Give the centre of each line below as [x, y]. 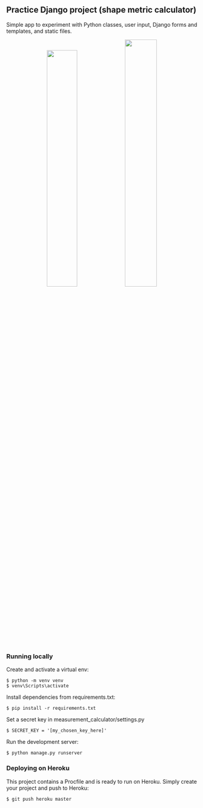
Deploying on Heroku [38, 768]
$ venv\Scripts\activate [38, 686]
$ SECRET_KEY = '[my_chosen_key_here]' [57, 731]
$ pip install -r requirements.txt [51, 709]
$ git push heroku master [39, 799]
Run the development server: [42, 742]
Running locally [30, 656]
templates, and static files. [39, 31]
